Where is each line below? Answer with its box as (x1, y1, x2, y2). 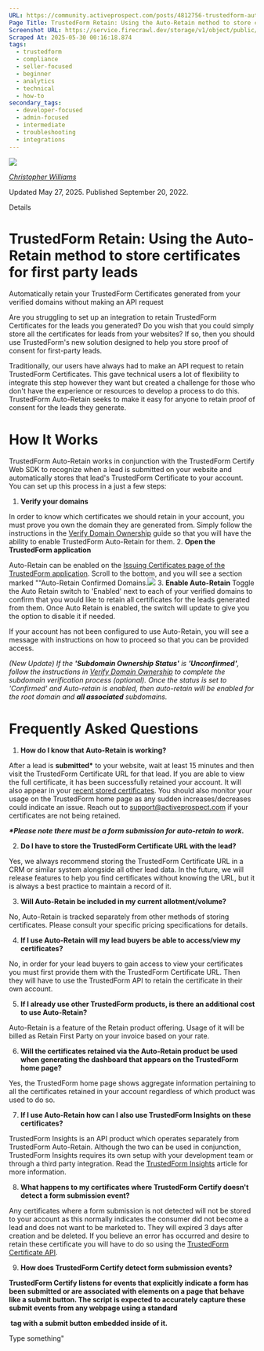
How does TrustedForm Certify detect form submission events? (20, 1263, 233, 1272)
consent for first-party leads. (9, 346, 103, 356)
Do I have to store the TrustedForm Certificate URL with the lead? (20, 841, 237, 851)
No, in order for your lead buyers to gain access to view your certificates (9, 959, 244, 968)
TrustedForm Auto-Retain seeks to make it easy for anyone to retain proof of (9, 394, 255, 405)
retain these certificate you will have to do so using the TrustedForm (9, 1239, 230, 1249)
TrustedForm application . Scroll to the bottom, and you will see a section (9, 569, 243, 578)
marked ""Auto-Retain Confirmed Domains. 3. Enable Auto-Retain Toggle (9, 578, 255, 588)
